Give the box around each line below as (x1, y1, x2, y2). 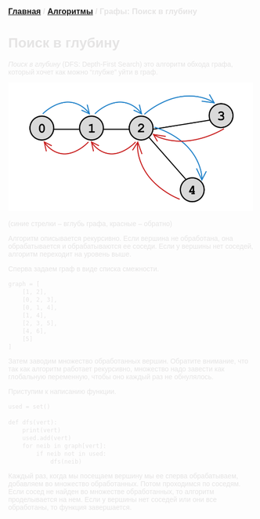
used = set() (8, 403, 51, 411)
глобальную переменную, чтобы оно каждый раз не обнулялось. (8, 372, 214, 381)
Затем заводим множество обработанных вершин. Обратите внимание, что (8, 356, 249, 365)
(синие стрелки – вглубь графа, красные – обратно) (8, 219, 172, 228)
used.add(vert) (22, 434, 72, 442)
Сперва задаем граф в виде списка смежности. (8, 264, 159, 273)
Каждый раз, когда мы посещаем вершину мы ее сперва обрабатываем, (8, 471, 239, 481)
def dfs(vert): (8, 418, 58, 426)
